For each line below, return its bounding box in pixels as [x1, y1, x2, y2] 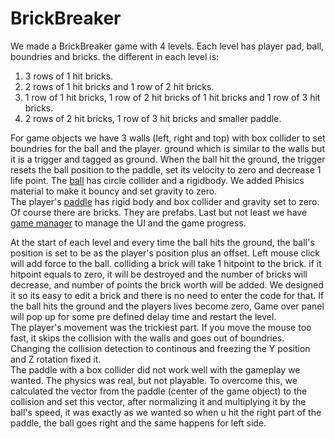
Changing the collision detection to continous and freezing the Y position [10, 342, 311, 354]
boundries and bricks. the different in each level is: [10, 50, 220, 62]
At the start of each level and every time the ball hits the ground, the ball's [10, 236, 315, 248]
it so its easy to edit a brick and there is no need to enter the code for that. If [10, 289, 325, 301]
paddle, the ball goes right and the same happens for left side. [10, 417, 267, 429]
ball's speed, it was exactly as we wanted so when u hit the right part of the [10, 406, 322, 418]
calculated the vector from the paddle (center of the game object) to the [10, 385, 308, 397]
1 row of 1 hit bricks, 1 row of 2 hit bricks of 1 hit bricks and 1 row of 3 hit [24, 91, 321, 103]
